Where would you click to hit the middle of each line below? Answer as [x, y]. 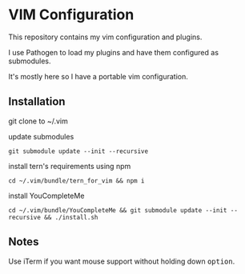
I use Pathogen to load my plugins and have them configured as [113, 52]
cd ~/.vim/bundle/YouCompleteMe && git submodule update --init [118, 210]
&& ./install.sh [71, 217]
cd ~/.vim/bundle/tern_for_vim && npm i [77, 181]
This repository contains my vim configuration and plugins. [105, 37]
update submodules [41, 136]
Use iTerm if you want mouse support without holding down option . [122, 261]
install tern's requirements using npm [70, 166]
